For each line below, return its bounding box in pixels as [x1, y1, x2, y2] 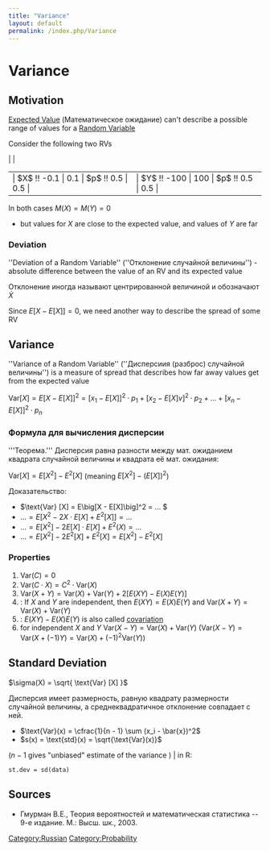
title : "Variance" [8, 11, 70, 20]
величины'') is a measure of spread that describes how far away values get [8, 367, 260, 377]
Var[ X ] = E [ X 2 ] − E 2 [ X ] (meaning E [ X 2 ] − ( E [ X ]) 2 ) [8, 469, 170, 480]
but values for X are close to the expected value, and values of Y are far [19, 219, 259, 229]
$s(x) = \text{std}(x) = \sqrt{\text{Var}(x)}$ [19, 734, 162, 744]
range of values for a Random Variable [8, 123, 136, 133]
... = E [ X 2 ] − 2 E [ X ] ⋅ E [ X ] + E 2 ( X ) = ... [19, 521, 142, 532]
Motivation [8, 93, 64, 107]
